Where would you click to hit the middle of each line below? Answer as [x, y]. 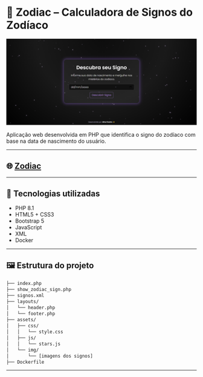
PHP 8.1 [24, 208]
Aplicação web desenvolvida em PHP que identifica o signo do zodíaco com [101, 135]
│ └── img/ [23, 350]
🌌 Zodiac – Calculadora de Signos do [100, 12]
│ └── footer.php [31, 313]
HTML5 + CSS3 [34, 214]
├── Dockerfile [25, 362]
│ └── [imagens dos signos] [50, 356]
